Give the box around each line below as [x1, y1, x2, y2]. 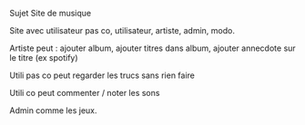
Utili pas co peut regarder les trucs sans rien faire [9, 70, 196, 81]
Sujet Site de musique [9, 8, 92, 18]
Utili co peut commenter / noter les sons [9, 88, 160, 98]
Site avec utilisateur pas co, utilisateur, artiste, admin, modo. [9, 25, 235, 35]
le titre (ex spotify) [9, 53, 79, 62]
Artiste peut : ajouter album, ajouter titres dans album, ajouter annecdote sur [9, 43, 296, 53]
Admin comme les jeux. [9, 105, 97, 116]
